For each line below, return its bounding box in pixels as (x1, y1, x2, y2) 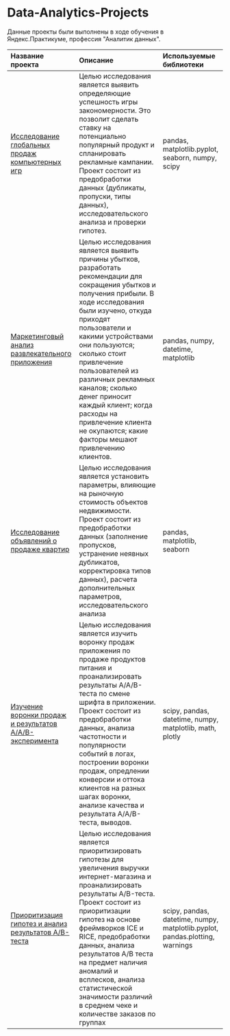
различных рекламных (78, 374, 155, 384)
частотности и (78, 732, 127, 741)
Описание (78, 55, 114, 65)
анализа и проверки (78, 217, 146, 227)
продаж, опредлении (78, 766, 149, 776)
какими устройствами (78, 331, 153, 341)
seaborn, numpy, (162, 153, 218, 162)
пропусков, (78, 540, 116, 550)
